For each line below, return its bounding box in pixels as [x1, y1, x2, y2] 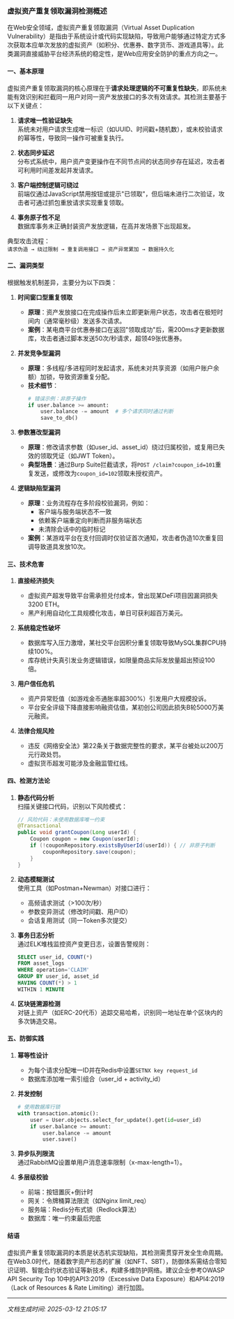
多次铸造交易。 [17, 1016, 61, 1025]
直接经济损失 [17, 576, 54, 585]
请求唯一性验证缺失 [17, 116, 73, 124]
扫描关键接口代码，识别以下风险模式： [17, 802, 127, 810]
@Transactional [17, 822, 62, 829]
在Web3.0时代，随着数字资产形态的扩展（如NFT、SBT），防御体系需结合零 [7, 1257, 221, 1265]
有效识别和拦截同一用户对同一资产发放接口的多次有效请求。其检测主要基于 [13, 92, 227, 101]
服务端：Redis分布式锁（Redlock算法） [27, 1205, 141, 1214]
